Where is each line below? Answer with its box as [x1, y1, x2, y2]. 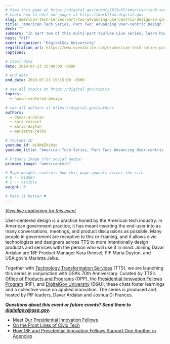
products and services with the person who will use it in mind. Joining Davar [5, 244, 164, 250]
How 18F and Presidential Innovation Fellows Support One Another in [12, 327, 156, 333]
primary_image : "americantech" [5, 161, 71, 166]
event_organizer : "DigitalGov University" [5, 41, 96, 46]
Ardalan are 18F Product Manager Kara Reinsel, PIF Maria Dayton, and [5, 249, 151, 256]
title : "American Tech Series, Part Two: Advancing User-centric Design [5, 21, 162, 27]
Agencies [12, 333, 33, 339]
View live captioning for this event [5, 207, 76, 213]
